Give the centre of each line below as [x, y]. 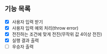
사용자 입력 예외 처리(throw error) [45, 28]
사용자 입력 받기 [27, 22]
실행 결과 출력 [25, 40]
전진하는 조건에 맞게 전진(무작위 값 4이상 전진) [57, 34]
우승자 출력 [23, 47]
